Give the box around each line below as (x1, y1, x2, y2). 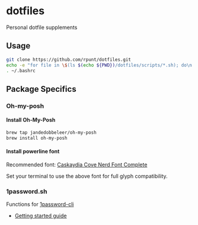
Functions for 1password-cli (6, 201, 74, 208)
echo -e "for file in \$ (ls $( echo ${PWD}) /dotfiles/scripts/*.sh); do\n (6, 62, 193, 68)
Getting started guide (14, 212, 67, 220)
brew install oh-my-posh (6, 135, 68, 141)
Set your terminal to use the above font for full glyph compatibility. (6, 172, 168, 179)
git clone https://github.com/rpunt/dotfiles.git (6, 56, 132, 63)
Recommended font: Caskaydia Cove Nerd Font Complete (6, 161, 148, 168)
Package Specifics (6, 84, 76, 94)
